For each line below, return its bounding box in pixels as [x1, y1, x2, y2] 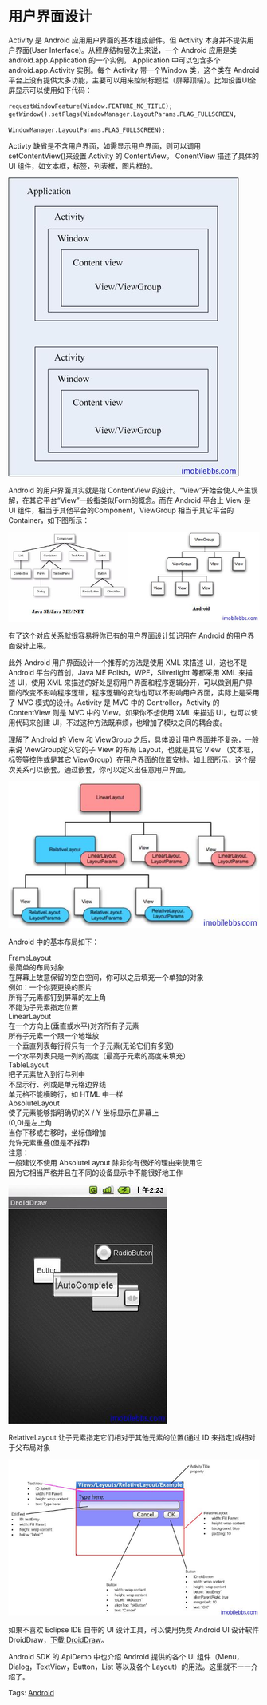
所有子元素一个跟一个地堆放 [8, 1031, 100, 1041]
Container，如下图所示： [8, 515, 90, 524]
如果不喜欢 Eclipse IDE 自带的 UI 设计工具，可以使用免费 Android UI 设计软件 [8, 1625, 260, 1635]
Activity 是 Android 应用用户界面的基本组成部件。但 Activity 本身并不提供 [8, 35, 247, 45]
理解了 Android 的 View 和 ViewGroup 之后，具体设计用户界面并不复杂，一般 [8, 735, 260, 744]
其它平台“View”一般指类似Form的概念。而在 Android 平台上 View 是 [29, 495, 251, 504]
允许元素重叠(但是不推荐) [8, 1138, 91, 1148]
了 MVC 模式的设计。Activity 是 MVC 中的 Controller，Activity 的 [8, 698, 221, 707]
